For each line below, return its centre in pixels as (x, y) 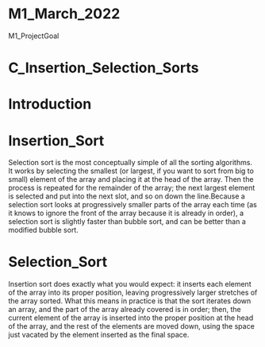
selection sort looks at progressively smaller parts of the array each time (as (133, 205)
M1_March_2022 (64, 14)
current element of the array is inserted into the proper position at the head (131, 318)
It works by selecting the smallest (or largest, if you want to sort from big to (131, 171)
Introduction (50, 104)
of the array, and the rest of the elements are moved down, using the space (132, 326)
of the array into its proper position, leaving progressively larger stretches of (133, 293)
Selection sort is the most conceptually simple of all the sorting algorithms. (130, 163)
